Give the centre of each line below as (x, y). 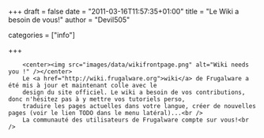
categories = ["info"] (41, 35)
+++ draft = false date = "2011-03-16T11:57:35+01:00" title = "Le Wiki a (124, 11)
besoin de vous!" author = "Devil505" (69, 20)
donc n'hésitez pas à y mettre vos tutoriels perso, (97, 99)
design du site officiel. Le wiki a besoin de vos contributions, (134, 92)
